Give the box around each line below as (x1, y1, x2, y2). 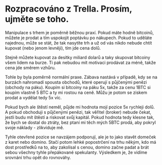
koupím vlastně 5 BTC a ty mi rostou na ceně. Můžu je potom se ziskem (5, 90, 147, 95)
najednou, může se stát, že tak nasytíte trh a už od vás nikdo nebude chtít (5, 40, 152, 45)
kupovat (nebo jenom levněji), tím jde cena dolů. (5, 45, 101, 51)
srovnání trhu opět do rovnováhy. (5, 154, 71, 160)
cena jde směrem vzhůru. (5, 64, 56, 71)
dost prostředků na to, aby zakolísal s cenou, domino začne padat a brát (5, 144, 149, 150)
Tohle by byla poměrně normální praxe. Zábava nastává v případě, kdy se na (5, 74, 158, 80)
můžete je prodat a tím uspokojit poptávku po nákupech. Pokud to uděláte (5, 35, 152, 41)
